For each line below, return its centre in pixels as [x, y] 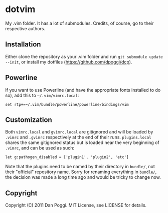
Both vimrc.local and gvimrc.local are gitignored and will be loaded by [79, 132]
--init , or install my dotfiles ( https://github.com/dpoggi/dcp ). [69, 62]
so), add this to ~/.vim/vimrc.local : [42, 95]
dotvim [20, 9]
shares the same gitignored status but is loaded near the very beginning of [82, 143]
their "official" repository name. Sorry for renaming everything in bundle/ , [81, 172]
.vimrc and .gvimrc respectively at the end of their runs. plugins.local [78, 137]
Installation [23, 45]
